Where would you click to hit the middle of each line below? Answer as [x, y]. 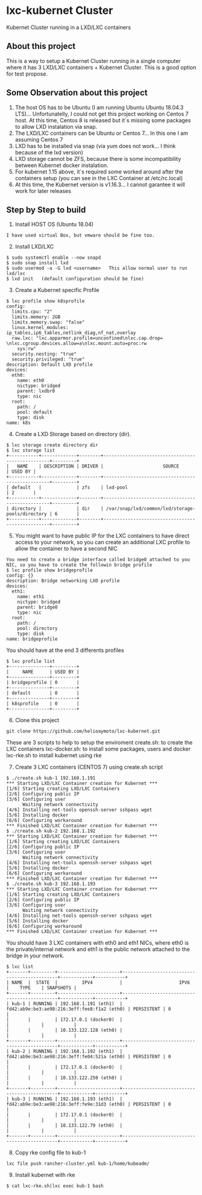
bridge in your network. [35, 956]
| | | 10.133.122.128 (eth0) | [64, 1031]
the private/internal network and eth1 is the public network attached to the [98, 949]
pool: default [35, 412]
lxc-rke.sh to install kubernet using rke [54, 755]
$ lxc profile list [31, 662]
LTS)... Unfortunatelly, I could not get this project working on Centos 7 [102, 114]
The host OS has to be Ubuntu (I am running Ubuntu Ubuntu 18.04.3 [99, 107]
